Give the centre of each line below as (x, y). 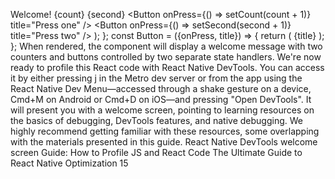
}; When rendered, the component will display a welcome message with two (166, 46)
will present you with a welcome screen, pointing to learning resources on (162, 110)
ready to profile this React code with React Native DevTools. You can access (167, 67)
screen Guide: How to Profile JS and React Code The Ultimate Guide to (156, 152)
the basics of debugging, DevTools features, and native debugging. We (156, 120)
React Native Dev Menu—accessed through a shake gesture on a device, (161, 88)
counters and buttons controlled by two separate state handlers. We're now (166, 57)
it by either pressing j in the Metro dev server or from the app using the (156, 78)
